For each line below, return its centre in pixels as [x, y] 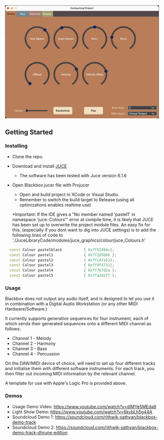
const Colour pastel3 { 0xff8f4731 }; [62, 265]
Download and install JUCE [40, 166]
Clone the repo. [28, 156]
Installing [16, 146]
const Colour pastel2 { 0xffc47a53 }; [62, 260]
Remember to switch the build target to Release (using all [77, 199]
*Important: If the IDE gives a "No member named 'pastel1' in [74, 214]
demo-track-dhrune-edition [40, 432]
